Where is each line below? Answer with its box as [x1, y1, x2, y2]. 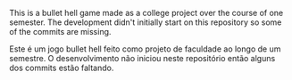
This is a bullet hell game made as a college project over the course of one [9, 8, 284, 18]
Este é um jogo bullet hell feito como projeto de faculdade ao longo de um [9, 44, 281, 54]
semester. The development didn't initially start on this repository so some [9, 17, 282, 28]
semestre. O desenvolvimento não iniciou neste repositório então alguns [9, 53, 276, 63]
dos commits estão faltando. [9, 62, 114, 73]
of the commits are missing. [9, 27, 112, 36]
